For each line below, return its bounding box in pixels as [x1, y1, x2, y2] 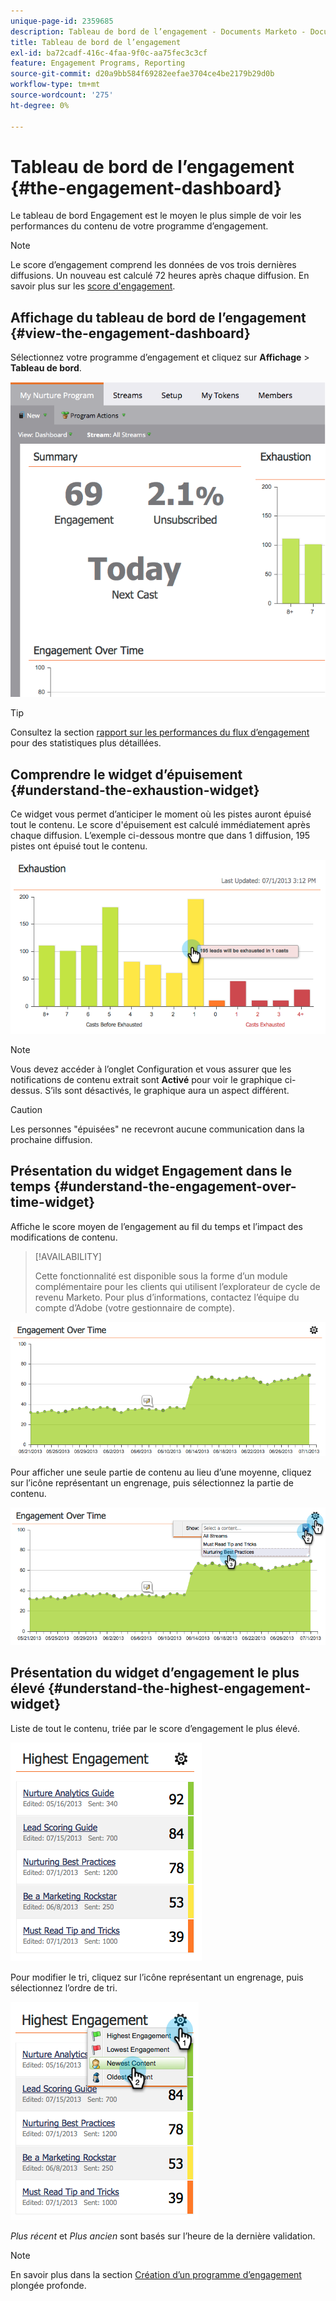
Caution [10, 1103, 43, 1115]
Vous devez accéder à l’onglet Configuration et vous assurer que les [10, 1063, 292, 1075]
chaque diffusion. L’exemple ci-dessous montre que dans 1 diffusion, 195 [10, 830, 311, 842]
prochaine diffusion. [10, 1133, 93, 1145]
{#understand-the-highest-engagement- [48, 1680, 312, 1697]
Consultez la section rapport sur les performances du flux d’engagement [10, 726, 310, 739]
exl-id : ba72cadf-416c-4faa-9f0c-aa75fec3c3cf [10, 48, 208, 58]
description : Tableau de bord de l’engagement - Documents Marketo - [10, 26, 307, 37]
